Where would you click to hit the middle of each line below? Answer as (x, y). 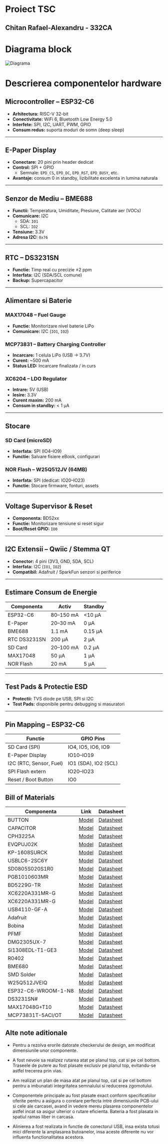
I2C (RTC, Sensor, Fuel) (35, 764)
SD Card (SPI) (24, 747)
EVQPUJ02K (23, 845)
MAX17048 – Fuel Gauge (35, 315)
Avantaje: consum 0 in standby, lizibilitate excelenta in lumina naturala (85, 178)
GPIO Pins (93, 738)
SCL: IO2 (29, 227)
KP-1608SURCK (28, 853)
